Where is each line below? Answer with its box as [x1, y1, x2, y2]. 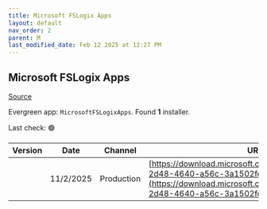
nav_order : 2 [8, 26, 52, 34]
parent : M [8, 33, 41, 42]
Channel [103, 145, 137, 156]
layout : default [8, 19, 62, 27]
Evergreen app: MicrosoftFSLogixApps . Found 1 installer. [8, 106, 191, 116]
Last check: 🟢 [8, 122, 56, 132]
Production [99, 172, 141, 184]
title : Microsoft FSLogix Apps [8, 11, 112, 20]
